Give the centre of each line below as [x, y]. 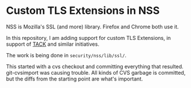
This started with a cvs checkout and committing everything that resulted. [95, 66]
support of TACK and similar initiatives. [53, 44]
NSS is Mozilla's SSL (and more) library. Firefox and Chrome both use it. [93, 27]
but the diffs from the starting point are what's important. [74, 79]
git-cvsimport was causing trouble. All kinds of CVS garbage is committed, [96, 72]
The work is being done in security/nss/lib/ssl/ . [66, 55]
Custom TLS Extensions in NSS [83, 11]
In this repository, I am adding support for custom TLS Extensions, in [88, 38]
